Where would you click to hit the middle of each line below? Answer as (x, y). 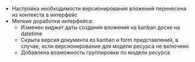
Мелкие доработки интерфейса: (52, 21)
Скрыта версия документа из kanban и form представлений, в (100, 40)
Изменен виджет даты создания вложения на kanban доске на (100, 27)
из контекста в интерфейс (45, 15)
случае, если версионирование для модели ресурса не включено (105, 46)
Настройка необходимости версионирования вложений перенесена (99, 9)
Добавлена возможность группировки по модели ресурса (95, 52)
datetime (31, 34)
